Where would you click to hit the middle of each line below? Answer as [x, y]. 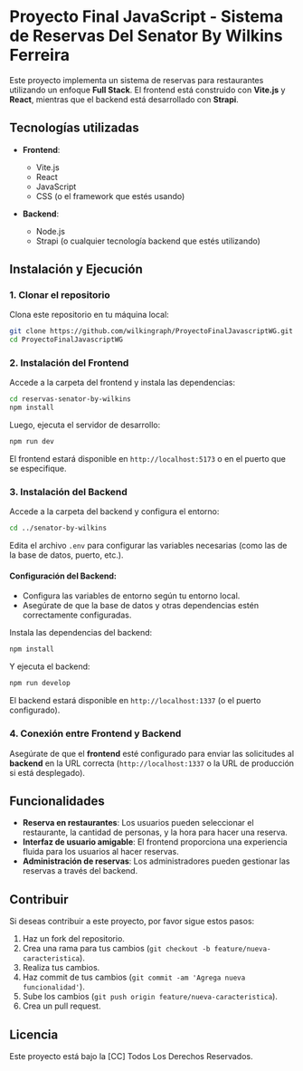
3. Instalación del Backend [69, 492]
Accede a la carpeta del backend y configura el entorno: [114, 512]
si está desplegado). [47, 772]
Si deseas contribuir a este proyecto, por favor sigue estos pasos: [132, 922]
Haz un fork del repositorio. [73, 939]
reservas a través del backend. [80, 871]
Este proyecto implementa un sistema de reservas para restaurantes [137, 80]
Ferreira [40, 55]
